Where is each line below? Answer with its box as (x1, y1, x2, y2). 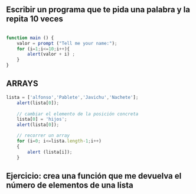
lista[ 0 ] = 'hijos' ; (17, 117, 67, 122)
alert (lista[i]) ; (27, 149, 73, 155)
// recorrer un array (17, 132, 70, 138)
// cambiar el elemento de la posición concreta (17, 111, 139, 117)
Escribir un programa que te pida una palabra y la (6, 5, 191, 15)
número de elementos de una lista (6, 180, 134, 190)
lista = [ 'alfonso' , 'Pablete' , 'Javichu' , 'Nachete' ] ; (6, 94, 139, 100)
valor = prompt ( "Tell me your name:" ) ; (17, 40, 117, 46)
